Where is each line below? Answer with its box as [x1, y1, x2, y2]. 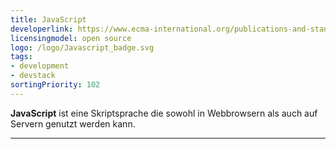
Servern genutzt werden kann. [10, 117, 136, 130]
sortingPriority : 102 [10, 80, 101, 90]
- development [10, 61, 70, 71]
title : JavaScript [10, 14, 87, 25]
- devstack [10, 71, 56, 81]
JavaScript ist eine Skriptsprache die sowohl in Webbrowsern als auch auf [10, 107, 318, 119]
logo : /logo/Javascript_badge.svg [10, 42, 155, 53]
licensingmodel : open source [10, 33, 132, 43]
